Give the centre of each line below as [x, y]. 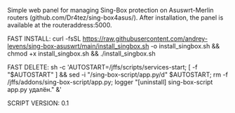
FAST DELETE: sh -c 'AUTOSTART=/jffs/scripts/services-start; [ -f [102, 67]
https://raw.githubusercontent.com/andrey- [145, 39]
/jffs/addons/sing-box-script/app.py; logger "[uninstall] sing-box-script [110, 82]
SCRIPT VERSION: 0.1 [38, 103]
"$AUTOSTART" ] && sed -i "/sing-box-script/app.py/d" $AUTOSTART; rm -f [117, 74]
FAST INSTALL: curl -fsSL [44, 39]
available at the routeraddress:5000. [60, 25]
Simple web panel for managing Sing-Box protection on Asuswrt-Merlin [110, 10]
